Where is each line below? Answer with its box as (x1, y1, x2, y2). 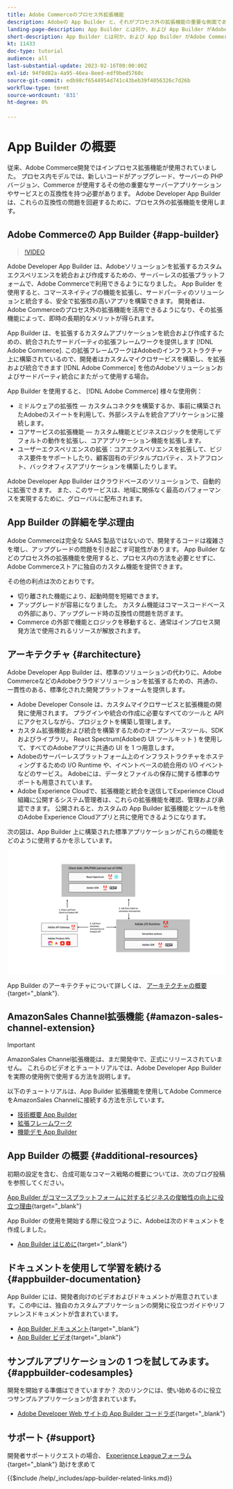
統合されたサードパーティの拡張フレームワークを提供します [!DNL (25, 337, 214, 346)
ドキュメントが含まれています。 (31, 1310, 122, 1318)
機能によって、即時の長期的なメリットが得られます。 (7, 314, 158, 322)
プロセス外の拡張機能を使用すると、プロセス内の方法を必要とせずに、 (19, 553, 220, 561)
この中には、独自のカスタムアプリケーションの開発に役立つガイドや (18, 1301, 214, 1309)
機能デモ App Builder (17, 1127, 78, 1136)
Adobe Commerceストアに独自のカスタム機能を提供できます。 (7, 562, 187, 571)
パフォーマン (184, 485, 221, 494)
